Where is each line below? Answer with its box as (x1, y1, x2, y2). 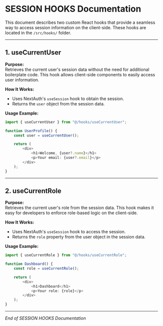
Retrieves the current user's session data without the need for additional (5, 67, 149, 72)
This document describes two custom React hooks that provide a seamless (5, 19, 155, 25)
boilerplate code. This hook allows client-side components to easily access (5, 71, 155, 77)
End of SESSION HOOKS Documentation (5, 315, 86, 321)
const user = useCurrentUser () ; (14, 133, 79, 138)
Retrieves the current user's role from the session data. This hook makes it (5, 205, 154, 211)
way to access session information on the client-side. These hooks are (5, 24, 147, 30)
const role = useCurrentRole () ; (14, 266, 79, 271)
